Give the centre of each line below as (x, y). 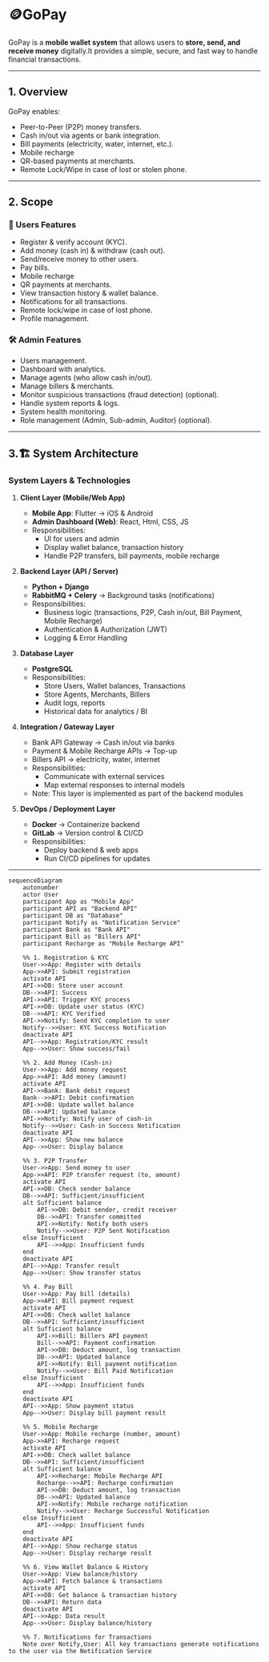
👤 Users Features (42, 225)
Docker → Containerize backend (86, 825)
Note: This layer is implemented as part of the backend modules (138, 793)
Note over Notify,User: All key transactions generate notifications (141, 1644)
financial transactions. (45, 59)
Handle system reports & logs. (70, 403)
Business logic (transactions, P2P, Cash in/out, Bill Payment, (143, 612)
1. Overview (38, 92)
